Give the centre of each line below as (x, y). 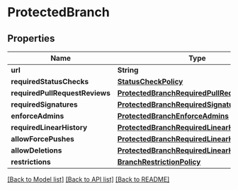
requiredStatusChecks (50, 82)
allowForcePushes (42, 139)
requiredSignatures (44, 105)
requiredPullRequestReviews (61, 93)
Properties (31, 38)
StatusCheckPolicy (150, 82)
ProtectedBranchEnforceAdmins (173, 116)
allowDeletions (36, 150)
